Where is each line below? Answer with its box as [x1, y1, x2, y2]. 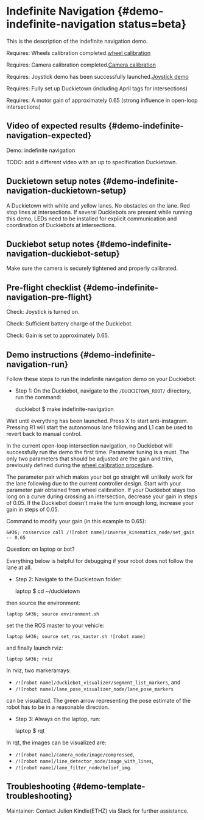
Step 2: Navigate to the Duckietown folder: [15, 576, 122, 582]
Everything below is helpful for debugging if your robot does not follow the [6, 557, 194, 564]
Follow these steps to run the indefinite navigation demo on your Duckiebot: [6, 376, 197, 382]
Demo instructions [6, 349, 78, 360]
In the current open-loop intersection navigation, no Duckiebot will [6, 442, 173, 449]
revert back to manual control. [6, 430, 82, 437]
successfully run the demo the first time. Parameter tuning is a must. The [6, 449, 189, 455]
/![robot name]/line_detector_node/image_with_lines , [15, 757, 153, 764]
